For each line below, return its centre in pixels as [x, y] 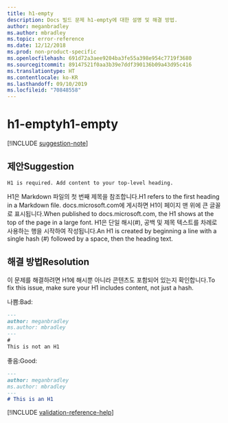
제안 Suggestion [41, 167]
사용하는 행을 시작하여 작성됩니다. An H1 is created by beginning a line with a [112, 230]
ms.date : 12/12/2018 [37, 45]
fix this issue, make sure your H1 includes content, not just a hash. [101, 288]
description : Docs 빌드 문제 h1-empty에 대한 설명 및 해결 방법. [92, 20]
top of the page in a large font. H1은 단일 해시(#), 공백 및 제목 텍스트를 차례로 [112, 222]
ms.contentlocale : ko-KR [43, 77]
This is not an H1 [33, 347]
